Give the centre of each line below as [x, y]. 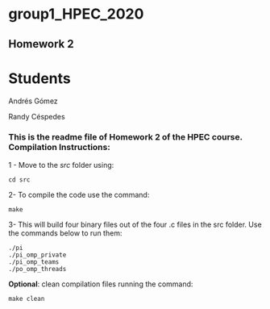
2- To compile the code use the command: [79, 194]
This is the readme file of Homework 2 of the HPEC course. [126, 137]
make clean [27, 299]
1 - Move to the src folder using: [61, 165]
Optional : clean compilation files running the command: [101, 284]
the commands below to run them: [65, 233]
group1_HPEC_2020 [76, 14]
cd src [19, 180]
